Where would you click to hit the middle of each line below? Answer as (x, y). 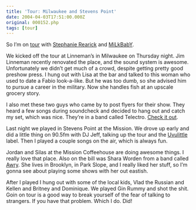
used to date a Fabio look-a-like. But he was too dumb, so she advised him (96, 81)
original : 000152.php (33, 22)
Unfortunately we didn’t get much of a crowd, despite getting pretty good (95, 69)
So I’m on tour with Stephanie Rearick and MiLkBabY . (70, 45)
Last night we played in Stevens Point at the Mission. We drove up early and (98, 128)
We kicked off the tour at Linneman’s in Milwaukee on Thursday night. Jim (95, 56)
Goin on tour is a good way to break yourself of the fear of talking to (88, 195)
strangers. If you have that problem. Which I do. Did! (69, 201)
